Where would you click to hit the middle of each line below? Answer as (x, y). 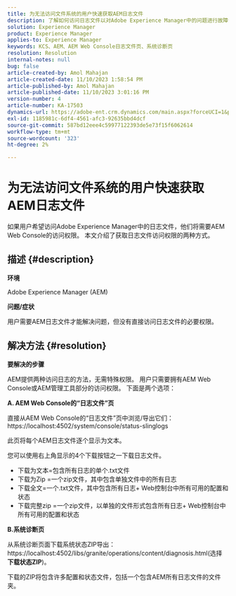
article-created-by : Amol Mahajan (58, 73)
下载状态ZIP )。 (29, 561)
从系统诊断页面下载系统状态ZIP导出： (61, 544)
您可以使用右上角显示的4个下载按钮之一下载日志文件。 (86, 455)
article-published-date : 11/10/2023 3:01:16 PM (78, 92)
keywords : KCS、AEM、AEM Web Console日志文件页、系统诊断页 (90, 46)
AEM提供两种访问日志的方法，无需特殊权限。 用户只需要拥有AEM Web (109, 379)
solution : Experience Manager (52, 27)
